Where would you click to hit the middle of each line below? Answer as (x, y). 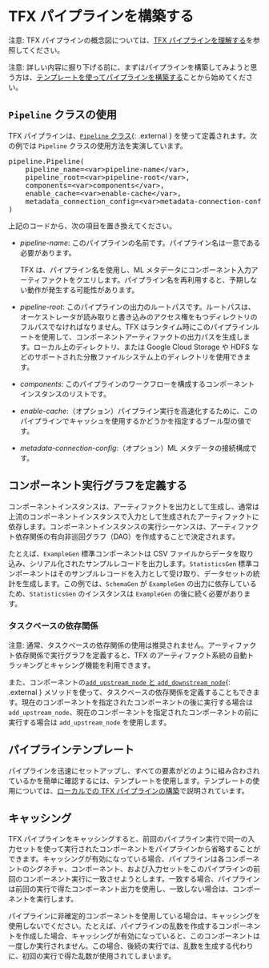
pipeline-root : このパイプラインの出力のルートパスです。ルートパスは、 (138, 307)
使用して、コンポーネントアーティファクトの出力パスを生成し (142, 336)
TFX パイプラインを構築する (101, 16)
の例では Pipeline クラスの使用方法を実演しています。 (98, 146)
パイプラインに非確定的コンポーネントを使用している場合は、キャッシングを (134, 916)
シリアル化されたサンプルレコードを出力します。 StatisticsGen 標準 (141, 563)
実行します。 (57, 899)
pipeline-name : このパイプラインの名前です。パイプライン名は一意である (140, 243)
